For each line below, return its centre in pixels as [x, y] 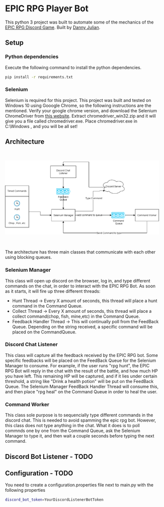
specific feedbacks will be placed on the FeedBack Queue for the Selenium [81, 360]
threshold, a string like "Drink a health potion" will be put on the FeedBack [79, 381]
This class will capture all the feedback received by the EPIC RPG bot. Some [82, 355]
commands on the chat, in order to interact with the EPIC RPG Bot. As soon [80, 286]
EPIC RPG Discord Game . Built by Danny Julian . [53, 27]
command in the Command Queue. [47, 306]
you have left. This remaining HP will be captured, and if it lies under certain [81, 376]
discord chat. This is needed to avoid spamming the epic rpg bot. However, [81, 420]
